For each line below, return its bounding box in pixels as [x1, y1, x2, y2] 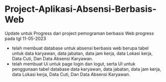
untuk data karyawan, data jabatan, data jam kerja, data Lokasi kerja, [11, 50, 153, 56]
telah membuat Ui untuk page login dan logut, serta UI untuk [11, 61, 136, 67]
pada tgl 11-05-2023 [4, 36, 46, 41]
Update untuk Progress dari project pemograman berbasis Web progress [4, 30, 154, 36]
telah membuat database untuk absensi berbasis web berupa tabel [11, 45, 149, 51]
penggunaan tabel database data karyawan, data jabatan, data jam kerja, [11, 66, 162, 72]
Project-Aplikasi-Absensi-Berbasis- [4, 3, 157, 15]
